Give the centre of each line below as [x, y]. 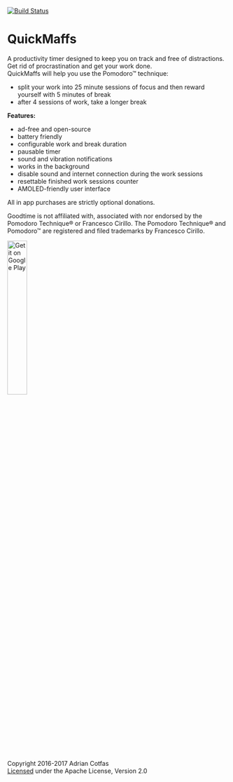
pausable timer [39, 151]
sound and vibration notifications [65, 159]
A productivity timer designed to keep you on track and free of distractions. [116, 58]
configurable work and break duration [72, 144]
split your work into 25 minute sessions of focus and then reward [111, 87]
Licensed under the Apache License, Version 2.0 [77, 771]
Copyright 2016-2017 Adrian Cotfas [58, 763]
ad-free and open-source [54, 129]
